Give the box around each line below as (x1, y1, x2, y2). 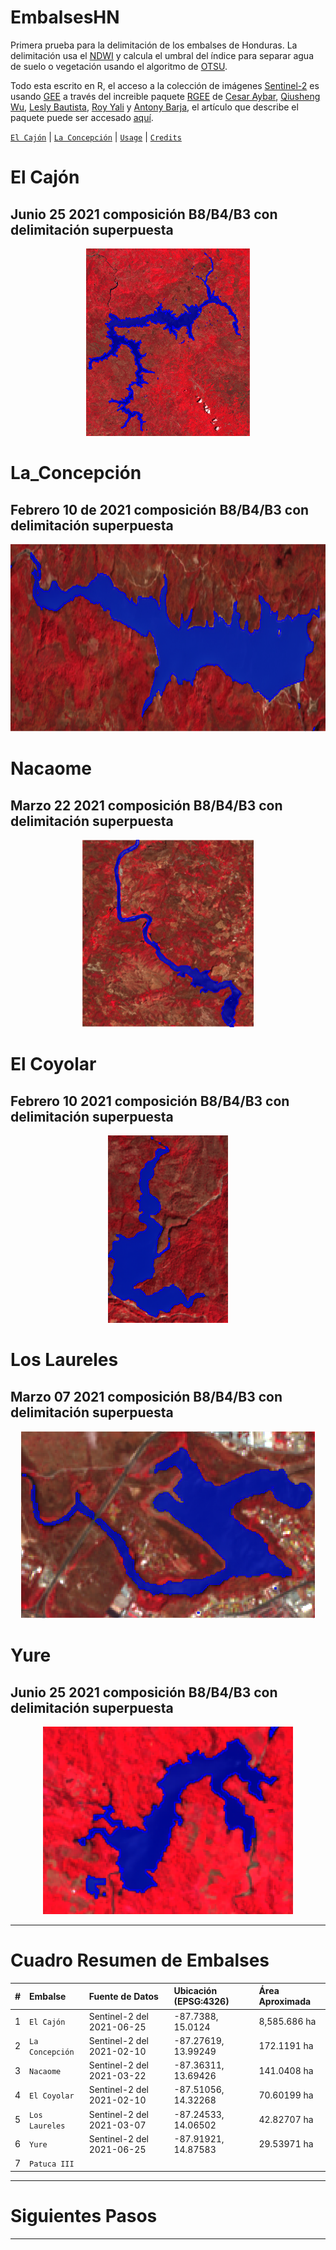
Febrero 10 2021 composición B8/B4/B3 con (10, 1092, 290, 1110)
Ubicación (173, 1985, 218, 1997)
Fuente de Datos (88, 1990, 159, 2002)
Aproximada (258, 1996, 312, 2008)
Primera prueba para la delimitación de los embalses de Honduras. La (10, 39, 298, 51)
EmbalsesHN (10, 6, 120, 29)
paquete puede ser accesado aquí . (10, 111, 154, 123)
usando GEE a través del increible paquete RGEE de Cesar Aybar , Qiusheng (10, 90, 321, 102)
